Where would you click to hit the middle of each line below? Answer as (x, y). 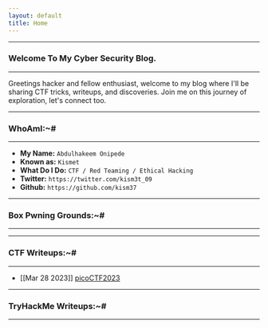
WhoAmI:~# (32, 128)
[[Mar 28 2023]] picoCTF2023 (70, 278)
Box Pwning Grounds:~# (57, 215)
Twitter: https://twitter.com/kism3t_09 (86, 179)
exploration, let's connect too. (57, 100)
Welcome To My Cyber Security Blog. (83, 58)
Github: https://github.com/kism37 (78, 188)
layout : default (35, 16)
